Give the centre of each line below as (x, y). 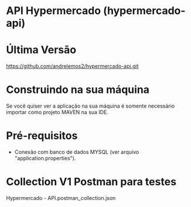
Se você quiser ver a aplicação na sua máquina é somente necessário (90, 106)
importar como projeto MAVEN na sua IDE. (57, 112)
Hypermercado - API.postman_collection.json (61, 198)
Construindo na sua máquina (78, 90)
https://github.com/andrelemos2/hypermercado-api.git (72, 66)
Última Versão (41, 50)
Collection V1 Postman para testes (91, 182)
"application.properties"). (45, 158)
